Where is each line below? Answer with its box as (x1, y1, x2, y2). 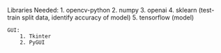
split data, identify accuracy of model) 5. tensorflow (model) (22, 13, 195, 22)
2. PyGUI (20, 39, 45, 46)
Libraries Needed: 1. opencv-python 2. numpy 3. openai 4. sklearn (7, 6, 197, 14)
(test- (198, 6, 215, 14)
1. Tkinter (20, 33, 52, 40)
